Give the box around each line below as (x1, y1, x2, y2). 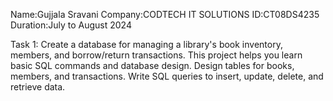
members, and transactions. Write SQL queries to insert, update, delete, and (10, 70, 324, 82)
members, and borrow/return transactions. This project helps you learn (10, 49, 303, 61)
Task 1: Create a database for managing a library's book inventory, (10, 39, 283, 50)
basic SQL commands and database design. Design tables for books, (10, 60, 295, 71)
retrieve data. (10, 81, 66, 93)
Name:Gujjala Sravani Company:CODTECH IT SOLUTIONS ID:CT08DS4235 (10, 9, 320, 20)
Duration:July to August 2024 (10, 19, 132, 31)
